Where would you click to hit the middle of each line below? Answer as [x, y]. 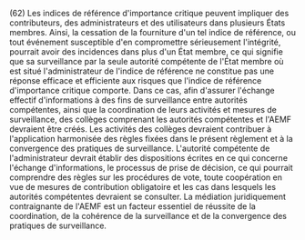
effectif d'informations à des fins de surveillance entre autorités [128, 100]
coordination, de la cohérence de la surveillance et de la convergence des [148, 216]
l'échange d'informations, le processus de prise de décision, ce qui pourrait [151, 168]
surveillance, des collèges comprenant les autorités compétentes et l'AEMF [151, 119]
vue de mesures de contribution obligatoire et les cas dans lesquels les [142, 187]
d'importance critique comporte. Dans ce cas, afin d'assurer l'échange [142, 90]
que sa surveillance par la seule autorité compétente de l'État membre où [147, 61]
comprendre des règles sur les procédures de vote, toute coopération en [146, 177]
